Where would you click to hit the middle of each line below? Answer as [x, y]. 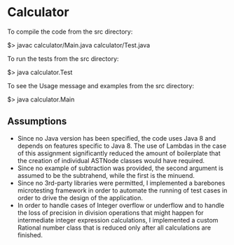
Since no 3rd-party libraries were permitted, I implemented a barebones [121, 183]
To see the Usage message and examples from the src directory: [101, 85]
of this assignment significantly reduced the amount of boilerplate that [119, 153]
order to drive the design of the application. [80, 197]
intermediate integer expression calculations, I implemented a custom [118, 220]
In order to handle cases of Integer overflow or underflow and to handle [121, 205]
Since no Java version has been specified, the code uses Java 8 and [116, 138]
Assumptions [37, 121]
